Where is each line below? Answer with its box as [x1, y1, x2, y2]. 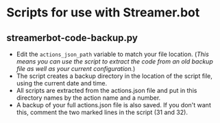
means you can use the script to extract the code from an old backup [16, 57, 213, 66]
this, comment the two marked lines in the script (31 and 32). [16, 108, 188, 116]
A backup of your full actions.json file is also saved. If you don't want [16, 101, 212, 109]
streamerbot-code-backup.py [6, 32, 138, 44]
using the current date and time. [16, 79, 108, 87]
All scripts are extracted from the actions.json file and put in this [16, 87, 197, 94]
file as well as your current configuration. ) [16, 65, 136, 72]
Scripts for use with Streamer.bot [6, 5, 200, 20]
